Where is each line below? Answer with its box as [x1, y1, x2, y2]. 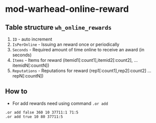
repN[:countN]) [12, 73, 44, 79]
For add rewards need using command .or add [12, 100, 108, 106]
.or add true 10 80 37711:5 [5, 114, 63, 119]
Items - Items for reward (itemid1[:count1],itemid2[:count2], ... [12, 57, 138, 63]
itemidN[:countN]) [12, 63, 50, 68]
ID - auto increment [12, 36, 52, 42]
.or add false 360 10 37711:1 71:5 [5, 110, 79, 115]
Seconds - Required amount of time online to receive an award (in [12, 47, 145, 52]
